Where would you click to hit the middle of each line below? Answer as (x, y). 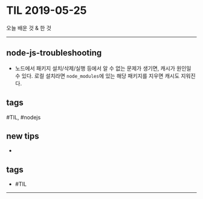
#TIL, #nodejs (24, 117)
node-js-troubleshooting (54, 53)
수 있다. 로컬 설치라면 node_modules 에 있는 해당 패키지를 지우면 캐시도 (97, 75)
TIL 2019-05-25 (47, 11)
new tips (23, 136)
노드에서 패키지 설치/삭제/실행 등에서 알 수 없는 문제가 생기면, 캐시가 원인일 (103, 68)
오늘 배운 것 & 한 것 (29, 28)
